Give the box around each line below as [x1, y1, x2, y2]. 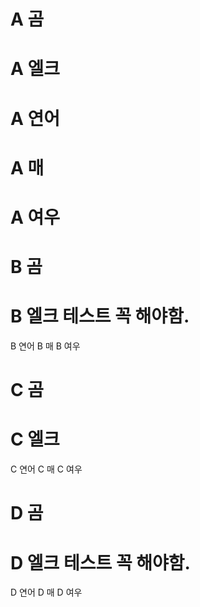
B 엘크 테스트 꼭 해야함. [10, 305, 190, 328]
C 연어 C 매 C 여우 [10, 463, 83, 475]
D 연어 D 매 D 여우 [10, 586, 83, 599]
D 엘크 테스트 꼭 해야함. [10, 551, 191, 574]
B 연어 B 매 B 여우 [10, 340, 81, 352]
